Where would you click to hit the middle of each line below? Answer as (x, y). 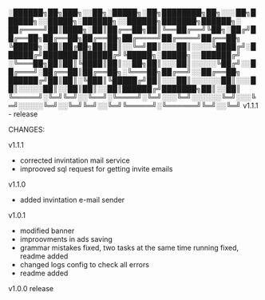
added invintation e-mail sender (72, 200)
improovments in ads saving (66, 239)
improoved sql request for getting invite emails (96, 169)
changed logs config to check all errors (85, 264)
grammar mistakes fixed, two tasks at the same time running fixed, (129, 248)
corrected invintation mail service (75, 160)
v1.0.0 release (31, 288)
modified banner (47, 231)
